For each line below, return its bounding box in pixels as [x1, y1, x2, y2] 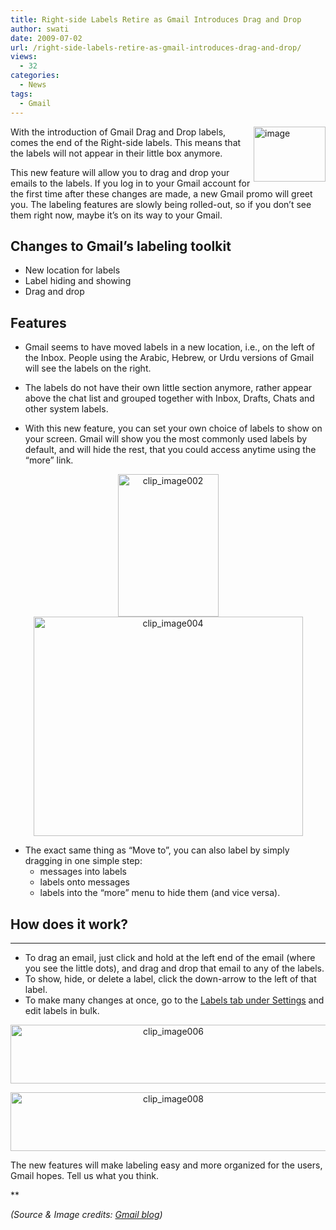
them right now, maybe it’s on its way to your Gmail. [10, 209, 223, 221]
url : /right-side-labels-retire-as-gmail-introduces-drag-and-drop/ [10, 42, 302, 53]
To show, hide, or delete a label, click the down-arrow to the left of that [24, 972, 317, 985]
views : [10, 52, 38, 62]
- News [19, 80, 47, 90]
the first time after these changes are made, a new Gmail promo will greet [10, 187, 313, 200]
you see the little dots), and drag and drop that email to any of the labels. [24, 962, 325, 974]
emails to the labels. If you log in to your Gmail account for [10, 177, 251, 189]
